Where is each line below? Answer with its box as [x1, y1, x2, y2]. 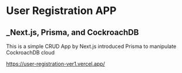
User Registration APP [6, 4, 117, 18]
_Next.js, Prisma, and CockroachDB [6, 27, 139, 37]
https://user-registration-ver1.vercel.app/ [6, 60, 106, 67]
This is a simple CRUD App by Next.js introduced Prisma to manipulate [6, 43, 177, 50]
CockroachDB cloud [6, 49, 55, 56]
